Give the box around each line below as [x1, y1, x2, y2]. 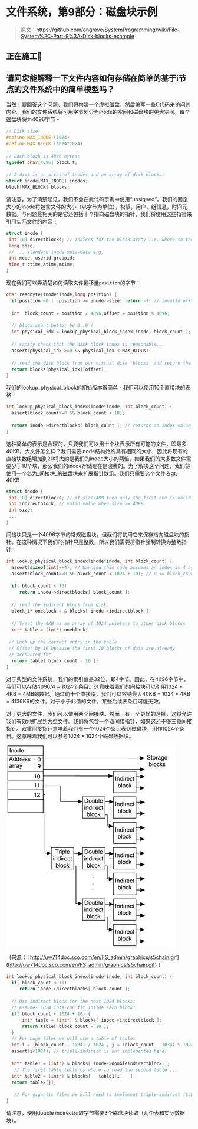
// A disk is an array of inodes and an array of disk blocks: [6, 172, 165, 178]
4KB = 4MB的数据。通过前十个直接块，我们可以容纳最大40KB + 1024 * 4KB [6, 690, 190, 697]
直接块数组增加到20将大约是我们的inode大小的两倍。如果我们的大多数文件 [6, 455, 187, 462]
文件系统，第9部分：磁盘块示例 [6, 5, 158, 19]
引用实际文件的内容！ [6, 218, 58, 225]
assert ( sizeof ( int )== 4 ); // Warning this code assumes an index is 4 [11, 564, 186, 570]
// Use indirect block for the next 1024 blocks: [11, 999, 136, 1004]
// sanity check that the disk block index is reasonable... [11, 342, 165, 348]
